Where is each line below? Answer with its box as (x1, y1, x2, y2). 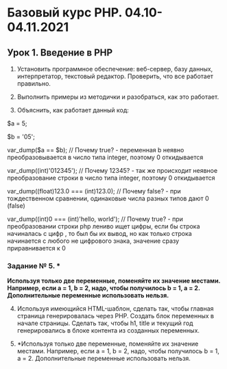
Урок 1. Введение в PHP (7, 47, 113, 58)
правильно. (16, 80, 51, 87)
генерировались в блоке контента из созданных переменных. (16, 326, 200, 335)
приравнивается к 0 (7, 244, 67, 252)
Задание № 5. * (7, 261, 61, 270)
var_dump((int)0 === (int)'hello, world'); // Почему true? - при (7, 215, 183, 223)
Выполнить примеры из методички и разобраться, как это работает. (16, 93, 219, 101)
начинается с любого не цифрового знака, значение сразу (7, 237, 180, 245)
